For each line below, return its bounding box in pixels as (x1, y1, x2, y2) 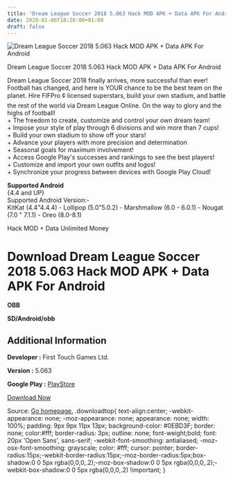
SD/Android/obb (7, 314, 55, 323)
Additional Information (7, 335, 107, 346)
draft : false (7, 23, 45, 30)
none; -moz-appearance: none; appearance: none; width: (44, 414, 209, 423)
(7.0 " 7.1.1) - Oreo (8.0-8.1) (7, 211, 82, 219)
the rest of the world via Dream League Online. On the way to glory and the (7, 101, 222, 110)
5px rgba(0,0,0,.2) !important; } (77, 466, 166, 474)
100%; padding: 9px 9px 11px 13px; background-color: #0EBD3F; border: (7, 421, 216, 430)
